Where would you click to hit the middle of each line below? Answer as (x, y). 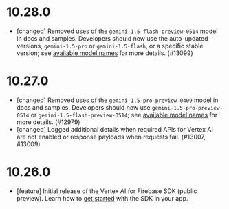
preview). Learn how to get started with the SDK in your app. (102, 198)
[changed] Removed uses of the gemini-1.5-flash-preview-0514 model (117, 31)
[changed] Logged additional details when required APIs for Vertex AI (115, 129)
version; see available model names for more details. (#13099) (105, 53)
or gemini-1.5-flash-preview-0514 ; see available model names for (124, 115)
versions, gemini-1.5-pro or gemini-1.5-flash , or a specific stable (110, 46)
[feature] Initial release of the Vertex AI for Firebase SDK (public (107, 191)
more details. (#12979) (48, 122)
